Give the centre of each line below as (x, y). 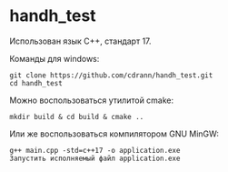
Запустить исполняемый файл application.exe (95, 158)
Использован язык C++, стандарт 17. (80, 41)
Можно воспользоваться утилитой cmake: (92, 100)
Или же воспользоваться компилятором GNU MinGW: (114, 134)
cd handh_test (36, 83)
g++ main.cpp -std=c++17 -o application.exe (95, 150)
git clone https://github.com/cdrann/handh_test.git (111, 75)
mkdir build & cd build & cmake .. (77, 116)
